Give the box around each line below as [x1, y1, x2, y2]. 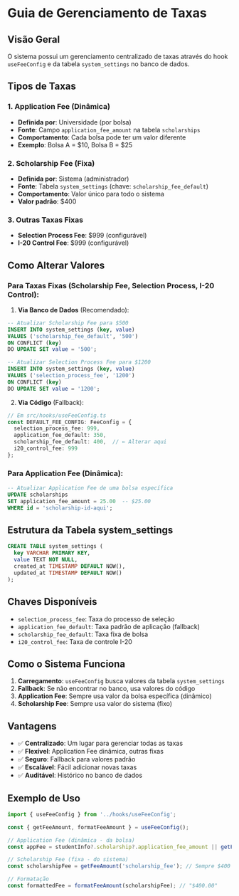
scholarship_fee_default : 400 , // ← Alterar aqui [14, 438, 167, 446]
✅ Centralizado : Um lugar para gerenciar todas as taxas [17, 739, 184, 748]
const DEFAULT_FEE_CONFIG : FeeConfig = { [7, 418, 132, 426]
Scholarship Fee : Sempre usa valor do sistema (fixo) [17, 700, 173, 708]
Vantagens [7, 720, 57, 732]
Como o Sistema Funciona [7, 658, 126, 670]
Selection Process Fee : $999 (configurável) [17, 231, 147, 240]
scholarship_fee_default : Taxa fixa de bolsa [17, 630, 149, 638]
